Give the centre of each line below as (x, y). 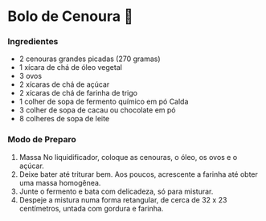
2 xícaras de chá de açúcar (64, 84)
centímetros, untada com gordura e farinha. (91, 208)
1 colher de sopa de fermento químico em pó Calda (104, 102)
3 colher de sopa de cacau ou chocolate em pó (97, 110)
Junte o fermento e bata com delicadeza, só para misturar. (116, 191)
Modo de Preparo (42, 140)
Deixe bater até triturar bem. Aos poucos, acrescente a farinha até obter (139, 174)
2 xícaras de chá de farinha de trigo (78, 93)
